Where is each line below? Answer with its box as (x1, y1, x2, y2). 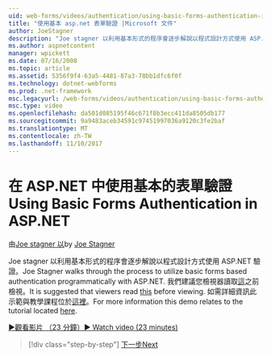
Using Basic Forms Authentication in (8, 195, 258, 212)
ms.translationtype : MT (8, 124, 89, 132)
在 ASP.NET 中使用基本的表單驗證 (8, 177, 232, 195)
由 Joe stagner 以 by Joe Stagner (8, 239, 115, 249)
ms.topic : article (8, 65, 70, 73)
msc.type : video (8, 102, 63, 110)
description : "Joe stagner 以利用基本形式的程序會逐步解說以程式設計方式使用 (8, 34, 247, 43)
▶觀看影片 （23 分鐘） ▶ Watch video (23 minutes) (8, 322, 179, 332)
